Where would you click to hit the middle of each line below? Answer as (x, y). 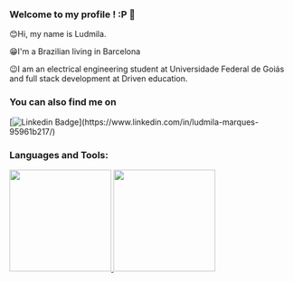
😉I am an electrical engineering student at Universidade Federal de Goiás (147, 69)
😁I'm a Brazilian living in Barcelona (75, 52)
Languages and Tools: (59, 155)
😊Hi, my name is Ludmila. (58, 34)
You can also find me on (63, 102)
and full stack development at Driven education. (99, 79)
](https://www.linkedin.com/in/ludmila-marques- (169, 122)
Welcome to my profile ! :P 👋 (72, 14)
